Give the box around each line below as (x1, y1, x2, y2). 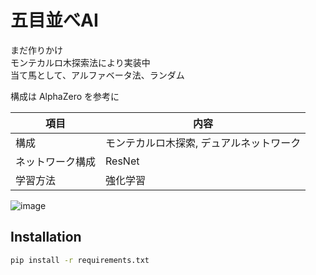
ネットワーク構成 (15, 154, 97, 168)
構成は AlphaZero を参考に (10, 90, 120, 102)
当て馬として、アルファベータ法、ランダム (10, 69, 185, 81)
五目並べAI (10, 9, 99, 32)
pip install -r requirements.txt (10, 255, 150, 265)
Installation (10, 229, 82, 246)
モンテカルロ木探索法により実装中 (10, 56, 151, 68)
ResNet (105, 154, 140, 168)
